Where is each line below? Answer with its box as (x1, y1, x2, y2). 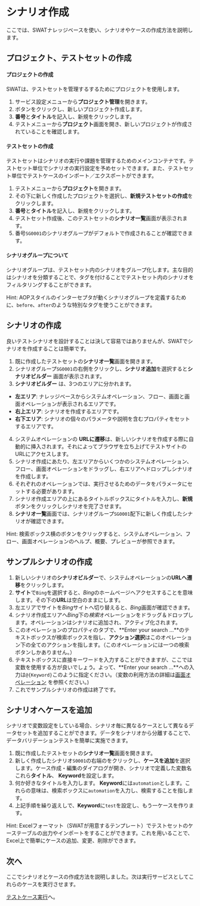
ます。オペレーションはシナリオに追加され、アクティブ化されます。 (14, 619, 181, 626)
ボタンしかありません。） (14, 648, 76, 656)
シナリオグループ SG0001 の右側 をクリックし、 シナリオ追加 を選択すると (14, 365, 188, 372)
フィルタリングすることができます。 (6, 281, 95, 288)
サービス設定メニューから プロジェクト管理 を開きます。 (14, 98, 151, 105)
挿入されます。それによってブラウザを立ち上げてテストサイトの (30, 443, 187, 450)
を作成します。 (14, 473, 52, 480)
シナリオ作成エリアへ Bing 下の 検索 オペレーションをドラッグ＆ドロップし (14, 611, 193, 619)
